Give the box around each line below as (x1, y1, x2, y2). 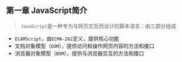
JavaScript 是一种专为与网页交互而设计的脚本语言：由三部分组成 (20, 22, 177, 30)
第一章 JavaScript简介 (6, 5, 88, 16)
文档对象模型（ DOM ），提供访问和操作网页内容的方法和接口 (14, 42, 155, 49)
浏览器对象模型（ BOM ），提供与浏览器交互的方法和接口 (14, 50, 144, 57)
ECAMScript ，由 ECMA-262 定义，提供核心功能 (14, 35, 120, 42)
